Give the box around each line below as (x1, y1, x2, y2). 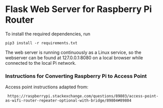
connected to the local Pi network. (5, 60, 76, 66)
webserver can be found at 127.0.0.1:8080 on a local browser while (5, 54, 143, 61)
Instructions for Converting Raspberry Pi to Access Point (5, 72, 147, 79)
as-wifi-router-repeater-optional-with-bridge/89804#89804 (5, 98, 132, 103)
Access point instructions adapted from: (5, 84, 89, 90)
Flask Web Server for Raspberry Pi (5, 4, 152, 15)
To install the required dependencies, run (5, 31, 91, 37)
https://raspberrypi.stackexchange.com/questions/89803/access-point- (7, 94, 158, 99)
